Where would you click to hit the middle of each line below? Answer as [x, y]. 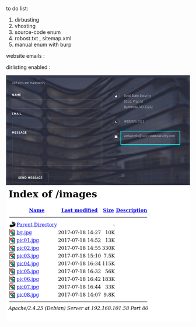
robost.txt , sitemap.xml [43, 38]
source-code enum [38, 32]
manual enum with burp [43, 44]
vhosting [25, 26]
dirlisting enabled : [28, 67]
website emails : [25, 56]
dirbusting [27, 20]
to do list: [17, 8]
